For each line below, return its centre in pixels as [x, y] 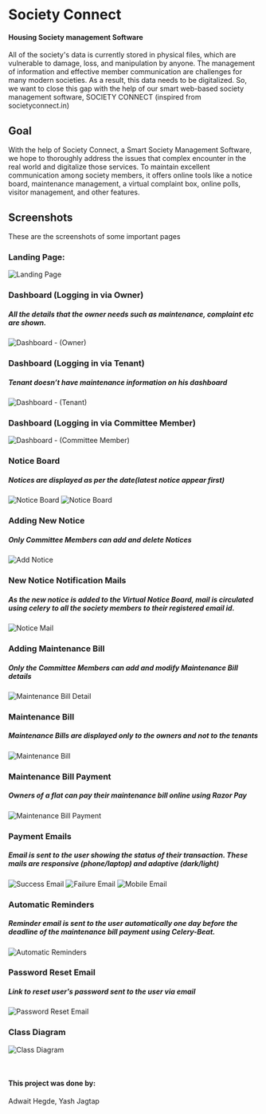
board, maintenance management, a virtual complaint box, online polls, [125, 184]
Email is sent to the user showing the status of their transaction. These [128, 855]
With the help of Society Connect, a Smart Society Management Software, [130, 150]
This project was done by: [52, 1083]
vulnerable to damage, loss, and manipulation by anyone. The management [131, 63]
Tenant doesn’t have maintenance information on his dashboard [118, 382]
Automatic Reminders [51, 904]
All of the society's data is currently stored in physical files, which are [122, 55]
